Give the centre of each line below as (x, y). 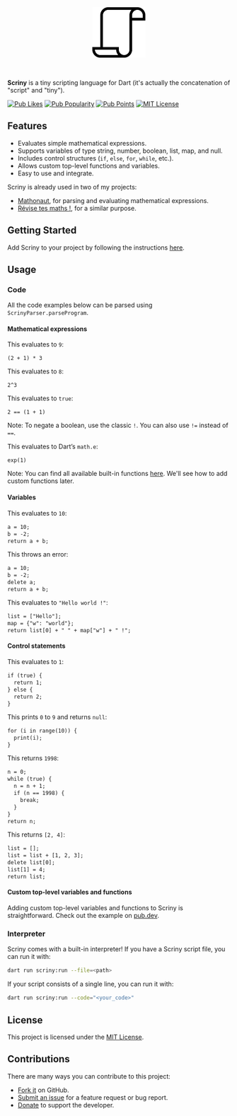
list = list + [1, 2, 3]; (45, 855)
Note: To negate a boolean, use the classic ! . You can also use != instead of (118, 425)
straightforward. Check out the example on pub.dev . (83, 916)
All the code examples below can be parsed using (80, 305)
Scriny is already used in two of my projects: (72, 187)
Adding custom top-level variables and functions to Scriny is (96, 908)
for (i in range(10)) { (42, 731)
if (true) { (25, 675)
